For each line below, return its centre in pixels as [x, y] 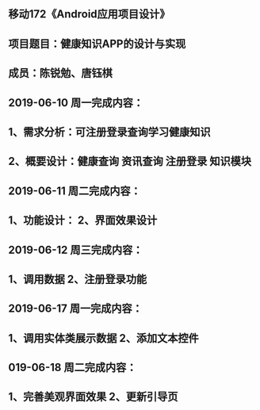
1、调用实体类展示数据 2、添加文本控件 [104, 338]
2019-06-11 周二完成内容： [75, 191]
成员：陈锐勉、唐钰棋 [60, 73]
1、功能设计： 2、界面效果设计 [83, 220]
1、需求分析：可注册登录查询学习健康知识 [110, 132]
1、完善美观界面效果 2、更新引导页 [93, 397]
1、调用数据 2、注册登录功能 [78, 279]
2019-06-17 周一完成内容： [75, 309]
